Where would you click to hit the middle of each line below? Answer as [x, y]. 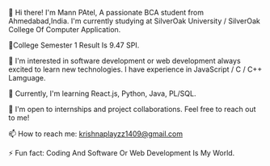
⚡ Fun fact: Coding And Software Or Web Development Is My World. [122, 153]
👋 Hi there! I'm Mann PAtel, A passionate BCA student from [106, 12]
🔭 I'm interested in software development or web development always [124, 61]
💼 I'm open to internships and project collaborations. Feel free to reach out [132, 109]
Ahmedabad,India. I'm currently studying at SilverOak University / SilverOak [135, 21]
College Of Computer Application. [65, 29]
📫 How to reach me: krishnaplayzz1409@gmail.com [96, 134]
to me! [19, 118]
